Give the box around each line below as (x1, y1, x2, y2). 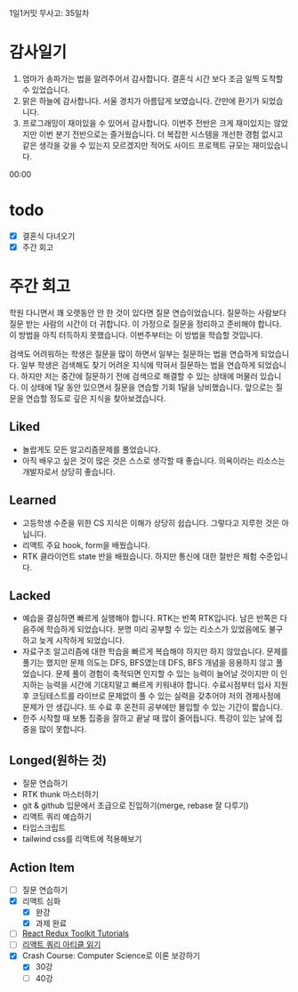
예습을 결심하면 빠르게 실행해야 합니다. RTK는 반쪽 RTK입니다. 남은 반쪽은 (21, 613, 278, 624)
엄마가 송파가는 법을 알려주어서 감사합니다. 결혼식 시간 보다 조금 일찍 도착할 (21, 73, 284, 84)
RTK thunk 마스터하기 (21, 789, 100, 800)
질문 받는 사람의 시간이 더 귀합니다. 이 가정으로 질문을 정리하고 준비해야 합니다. (9, 319, 282, 329)
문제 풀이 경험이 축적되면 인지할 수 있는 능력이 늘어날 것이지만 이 (55, 668, 278, 679)
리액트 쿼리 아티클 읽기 (21, 940, 101, 950)
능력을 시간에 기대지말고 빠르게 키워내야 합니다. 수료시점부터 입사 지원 (45, 680, 289, 690)
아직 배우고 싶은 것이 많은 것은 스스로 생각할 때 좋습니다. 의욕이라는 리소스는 (21, 455, 286, 465)
